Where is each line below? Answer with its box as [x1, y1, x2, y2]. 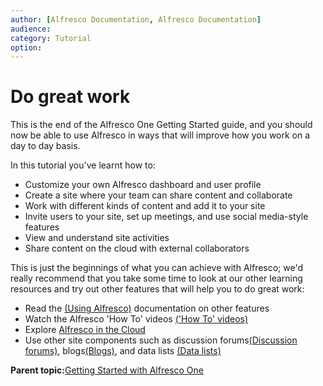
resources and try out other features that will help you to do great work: [10, 283, 305, 295]
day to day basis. [10, 140, 81, 152]
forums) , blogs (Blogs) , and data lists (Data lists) [24, 345, 222, 357]
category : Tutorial [10, 33, 92, 43]
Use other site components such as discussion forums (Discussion [24, 334, 298, 346]
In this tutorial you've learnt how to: [10, 159, 156, 171]
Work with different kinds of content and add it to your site [24, 200, 266, 212]
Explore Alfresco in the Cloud [24, 324, 146, 336]
